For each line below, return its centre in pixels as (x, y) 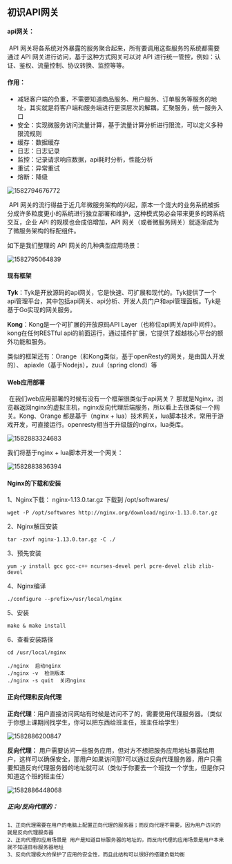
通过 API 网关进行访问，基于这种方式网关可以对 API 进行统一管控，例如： (111, 57)
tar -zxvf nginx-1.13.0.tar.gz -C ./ (61, 540)
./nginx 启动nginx (34, 666)
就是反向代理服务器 (30, 832)
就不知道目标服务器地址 (36, 847)
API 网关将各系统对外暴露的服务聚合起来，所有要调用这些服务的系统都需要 (114, 48)
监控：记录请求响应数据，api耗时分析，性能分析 (85, 159)
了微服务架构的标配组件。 (43, 231)
